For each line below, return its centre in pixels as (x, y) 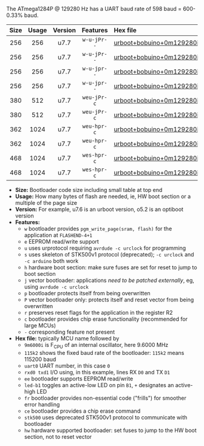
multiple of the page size (46, 203)
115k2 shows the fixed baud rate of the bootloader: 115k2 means (104, 352)
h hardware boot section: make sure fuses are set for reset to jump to (110, 267)
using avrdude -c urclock (56, 287)
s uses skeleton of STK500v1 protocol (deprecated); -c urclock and (109, 254)
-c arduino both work (51, 261)
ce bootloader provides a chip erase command (82, 411)
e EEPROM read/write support (61, 242)
